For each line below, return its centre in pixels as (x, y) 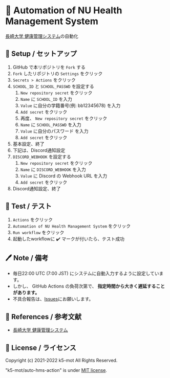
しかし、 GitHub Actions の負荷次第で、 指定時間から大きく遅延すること (89, 286)
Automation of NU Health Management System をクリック (72, 226)
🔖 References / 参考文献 (44, 317)
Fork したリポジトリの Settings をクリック (58, 73)
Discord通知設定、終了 (37, 188)
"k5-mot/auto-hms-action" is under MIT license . (56, 370)
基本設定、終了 (28, 144)
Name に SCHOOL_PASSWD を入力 (51, 124)
